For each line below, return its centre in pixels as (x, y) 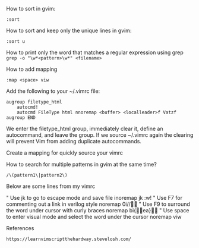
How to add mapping (32, 69)
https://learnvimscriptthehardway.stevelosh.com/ (69, 239)
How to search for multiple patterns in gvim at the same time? (82, 164)
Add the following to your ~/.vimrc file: (53, 91)
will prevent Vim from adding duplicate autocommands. (74, 141)
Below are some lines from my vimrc (51, 186)
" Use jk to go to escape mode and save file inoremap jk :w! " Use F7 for (94, 198)
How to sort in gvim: (31, 9)
